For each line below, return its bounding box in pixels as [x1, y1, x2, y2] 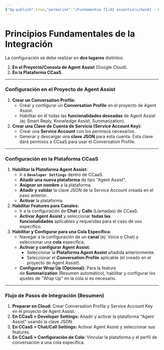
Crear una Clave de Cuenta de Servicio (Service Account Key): [12, 123, 142, 129]
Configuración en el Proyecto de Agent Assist [5, 86, 116, 93]
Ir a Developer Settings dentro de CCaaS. [19, 172, 103, 178]
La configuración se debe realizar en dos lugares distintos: [5, 55, 124, 61]
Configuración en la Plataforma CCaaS [5, 155, 99, 162]
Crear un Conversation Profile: [12, 97, 76, 103]
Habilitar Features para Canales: [12, 203, 80, 209]
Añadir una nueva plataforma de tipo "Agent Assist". [19, 177, 126, 183]
